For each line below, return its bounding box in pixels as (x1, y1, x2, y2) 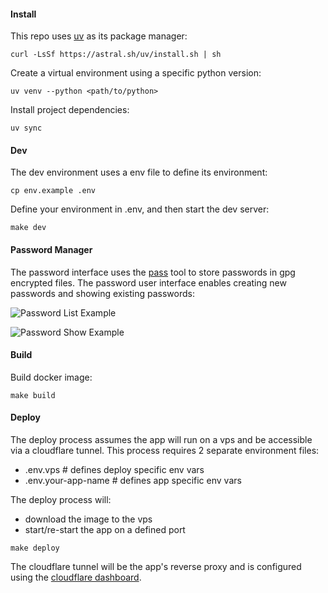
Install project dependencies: (10, 104, 130, 116)
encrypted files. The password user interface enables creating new (10, 276, 287, 289)
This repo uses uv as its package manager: (10, 30, 188, 42)
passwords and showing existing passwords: (10, 287, 195, 299)
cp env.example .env (10, 186, 97, 196)
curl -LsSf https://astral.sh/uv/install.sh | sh (10, 50, 222, 60)
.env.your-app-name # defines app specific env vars (24, 475, 242, 487)
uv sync (10, 123, 43, 134)
